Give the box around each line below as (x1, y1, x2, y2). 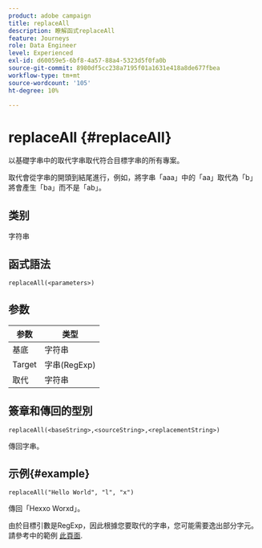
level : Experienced (8, 49, 74, 57)
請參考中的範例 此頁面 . (8, 531, 83, 541)
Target (12, 358, 38, 370)
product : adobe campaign (8, 11, 91, 20)
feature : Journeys (8, 34, 70, 43)
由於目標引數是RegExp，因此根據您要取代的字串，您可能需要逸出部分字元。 (8, 521, 259, 530)
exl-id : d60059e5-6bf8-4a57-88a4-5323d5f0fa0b (8, 57, 167, 65)
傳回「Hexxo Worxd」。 (8, 504, 85, 513)
